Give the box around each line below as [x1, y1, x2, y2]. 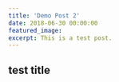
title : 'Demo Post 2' [8, 11, 81, 20]
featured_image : [8, 26, 62, 34]
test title [8, 63, 50, 76]
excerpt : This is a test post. [8, 33, 113, 42]
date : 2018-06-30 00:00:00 [8, 19, 98, 27]
